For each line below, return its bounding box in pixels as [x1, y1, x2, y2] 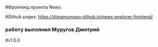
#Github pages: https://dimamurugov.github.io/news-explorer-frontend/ [5, 14, 153, 19]
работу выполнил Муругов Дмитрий [5, 26, 100, 33]
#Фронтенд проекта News [5, 4, 61, 10]
